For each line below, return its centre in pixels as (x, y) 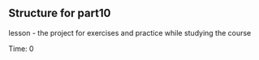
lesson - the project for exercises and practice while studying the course (130, 32)
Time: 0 (21, 49)
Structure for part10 (60, 13)
